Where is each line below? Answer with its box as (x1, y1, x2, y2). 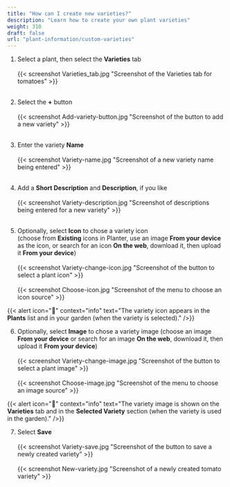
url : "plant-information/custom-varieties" (7, 36, 135, 43)
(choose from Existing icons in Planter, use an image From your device (17, 234, 222, 243)
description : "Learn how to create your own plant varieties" (7, 17, 191, 24)
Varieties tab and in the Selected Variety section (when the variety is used (7, 407, 222, 416)
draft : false (7, 29, 45, 37)
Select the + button (17, 98, 73, 106)
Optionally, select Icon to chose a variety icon (17, 227, 148, 235)
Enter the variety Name (17, 141, 85, 149)
